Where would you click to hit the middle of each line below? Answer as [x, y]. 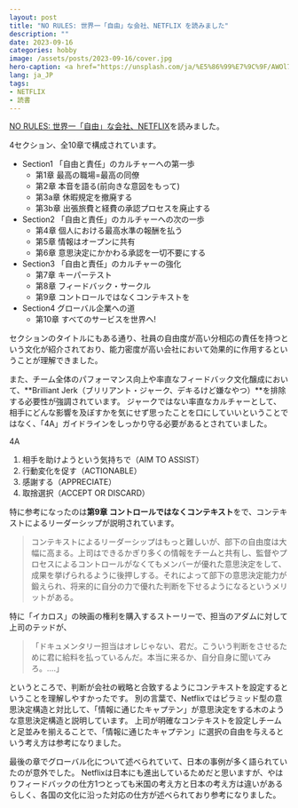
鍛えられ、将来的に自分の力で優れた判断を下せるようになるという [151, 586]
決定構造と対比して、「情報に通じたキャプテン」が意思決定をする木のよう [150, 709]
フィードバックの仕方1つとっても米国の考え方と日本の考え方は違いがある [150, 784]
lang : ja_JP [31, 75]
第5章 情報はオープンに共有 [85, 242]
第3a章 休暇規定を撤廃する [84, 197]
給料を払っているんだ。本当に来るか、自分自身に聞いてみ [166, 657]
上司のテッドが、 [40, 628]
